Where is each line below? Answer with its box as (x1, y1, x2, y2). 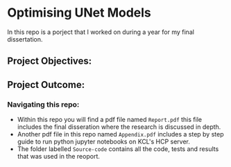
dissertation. (7, 35, 43, 43)
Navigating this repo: (7, 99, 80, 109)
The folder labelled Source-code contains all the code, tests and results (17, 145, 219, 153)
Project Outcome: (7, 78, 85, 91)
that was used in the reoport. (17, 152, 101, 161)
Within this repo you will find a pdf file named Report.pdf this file (17, 116, 203, 124)
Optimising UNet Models (7, 5, 151, 21)
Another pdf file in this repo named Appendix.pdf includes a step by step (17, 130, 224, 139)
